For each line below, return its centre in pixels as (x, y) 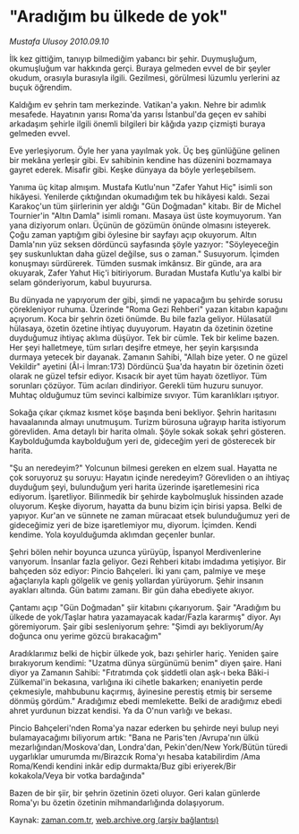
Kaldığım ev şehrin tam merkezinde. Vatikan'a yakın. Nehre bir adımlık (138, 104)
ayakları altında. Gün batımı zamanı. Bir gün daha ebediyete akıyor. (132, 590)
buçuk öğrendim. (41, 87)
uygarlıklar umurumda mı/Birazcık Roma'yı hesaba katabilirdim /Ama (135, 756)
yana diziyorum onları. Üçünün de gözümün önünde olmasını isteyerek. (140, 225)
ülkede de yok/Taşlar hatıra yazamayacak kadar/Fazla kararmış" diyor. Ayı (145, 617)
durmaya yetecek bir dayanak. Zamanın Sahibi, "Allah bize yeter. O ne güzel (149, 357)
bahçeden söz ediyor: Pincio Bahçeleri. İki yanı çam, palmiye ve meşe (137, 570)
